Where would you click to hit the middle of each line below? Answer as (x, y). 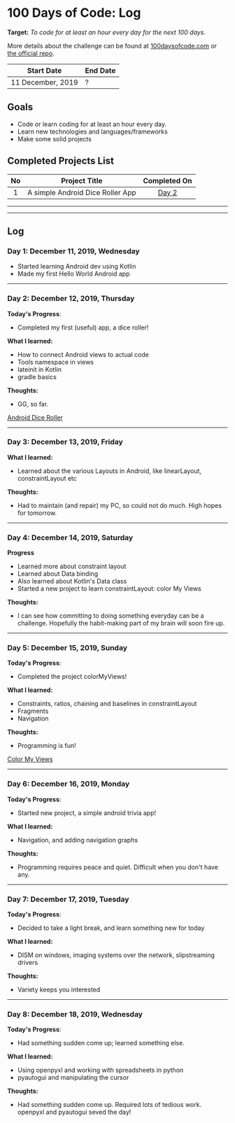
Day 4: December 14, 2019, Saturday (70, 537)
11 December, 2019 (44, 82)
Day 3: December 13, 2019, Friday (65, 442)
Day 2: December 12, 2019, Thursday (71, 299)
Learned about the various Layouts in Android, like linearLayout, (109, 471)
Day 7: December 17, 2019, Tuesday (68, 899)
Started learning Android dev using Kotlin (77, 267)
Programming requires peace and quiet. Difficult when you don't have (118, 867)
